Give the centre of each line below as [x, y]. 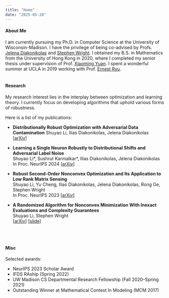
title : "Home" [20, 10]
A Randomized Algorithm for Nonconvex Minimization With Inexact [85, 205]
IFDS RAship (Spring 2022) [41, 274]
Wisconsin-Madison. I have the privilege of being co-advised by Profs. [79, 47]
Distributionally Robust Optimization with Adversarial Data [75, 127]
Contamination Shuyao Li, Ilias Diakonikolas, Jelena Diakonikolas [81, 132]
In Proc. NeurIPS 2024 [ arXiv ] [44, 164]
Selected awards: [24, 259]
